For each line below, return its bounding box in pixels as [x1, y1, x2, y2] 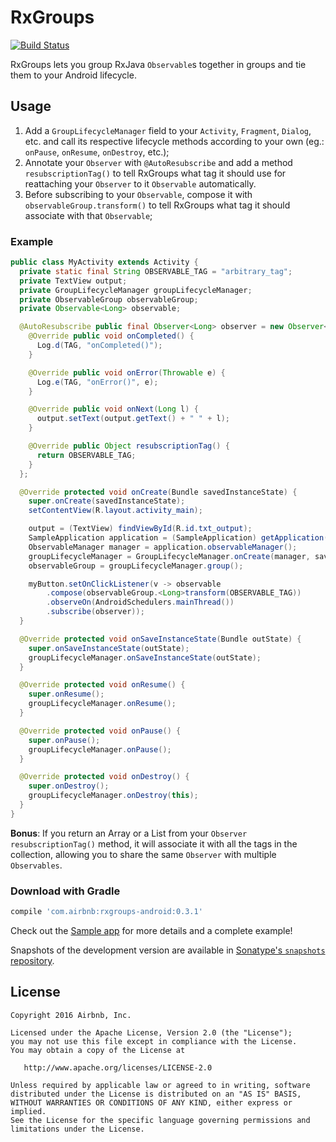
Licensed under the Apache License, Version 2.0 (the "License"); [10, 1027, 293, 1038]
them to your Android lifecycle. [10, 69, 137, 81]
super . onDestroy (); [28, 781, 110, 791]
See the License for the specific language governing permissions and [10, 1115, 311, 1125]
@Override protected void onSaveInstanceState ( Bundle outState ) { [19, 634, 302, 644]
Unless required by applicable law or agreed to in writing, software [10, 1080, 311, 1090]
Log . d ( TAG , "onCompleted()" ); [36, 341, 163, 351]
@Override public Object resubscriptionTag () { [28, 441, 230, 451]
